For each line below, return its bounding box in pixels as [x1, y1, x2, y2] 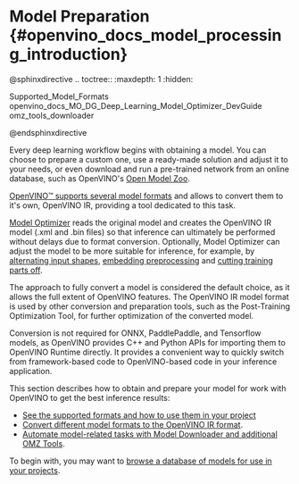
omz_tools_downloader [9, 110, 95, 121]
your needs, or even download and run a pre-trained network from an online [9, 163, 290, 174]
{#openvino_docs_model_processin [9, 25, 282, 46]
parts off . [9, 264, 43, 275]
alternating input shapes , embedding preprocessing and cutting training [9, 255, 274, 265]
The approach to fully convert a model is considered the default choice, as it [9, 281, 290, 292]
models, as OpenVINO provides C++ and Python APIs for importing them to [9, 337, 286, 347]
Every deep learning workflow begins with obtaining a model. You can [9, 145, 267, 155]
